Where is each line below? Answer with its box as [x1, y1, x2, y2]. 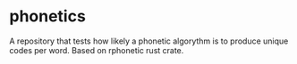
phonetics [9, 6, 87, 27]
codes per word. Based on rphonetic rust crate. [9, 44, 184, 55]
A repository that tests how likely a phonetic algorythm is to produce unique [9, 36, 289, 46]
